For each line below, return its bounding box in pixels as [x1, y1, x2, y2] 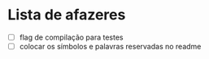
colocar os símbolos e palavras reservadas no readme [19, 42, 202, 51]
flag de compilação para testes [19, 32, 124, 42]
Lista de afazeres [7, 6, 126, 24]
